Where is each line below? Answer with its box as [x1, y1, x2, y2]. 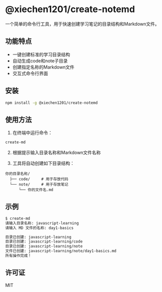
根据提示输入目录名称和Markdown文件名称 [12, 150, 101, 156]
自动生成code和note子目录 [12, 57, 68, 64]
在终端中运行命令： [12, 130, 53, 136]
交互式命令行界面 [12, 70, 48, 76]
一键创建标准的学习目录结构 [12, 51, 70, 57]
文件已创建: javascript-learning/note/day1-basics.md [5, 249, 117, 254]
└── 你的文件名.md [18, 188, 54, 193]
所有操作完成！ [5, 253, 32, 258]
